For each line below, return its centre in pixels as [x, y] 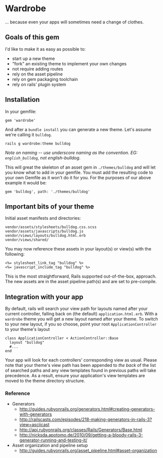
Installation [22, 100]
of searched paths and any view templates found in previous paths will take [81, 370]
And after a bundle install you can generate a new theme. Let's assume [78, 129]
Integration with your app [44, 297]
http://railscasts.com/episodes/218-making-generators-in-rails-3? [86, 420]
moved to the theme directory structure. [45, 381]
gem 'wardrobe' [20, 120]
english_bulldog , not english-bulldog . [43, 158]
